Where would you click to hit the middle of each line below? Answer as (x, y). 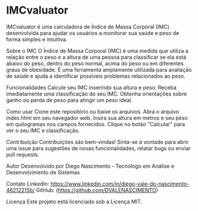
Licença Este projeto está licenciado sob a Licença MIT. (74, 202)
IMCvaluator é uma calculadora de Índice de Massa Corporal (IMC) (88, 27)
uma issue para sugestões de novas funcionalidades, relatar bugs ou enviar (98, 148)
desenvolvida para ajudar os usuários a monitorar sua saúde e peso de (93, 33)
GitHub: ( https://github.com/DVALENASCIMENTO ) (97, 190)
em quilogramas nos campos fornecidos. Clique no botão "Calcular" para (96, 124)
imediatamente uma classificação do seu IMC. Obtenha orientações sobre (97, 94)
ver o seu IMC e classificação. (43, 130)
